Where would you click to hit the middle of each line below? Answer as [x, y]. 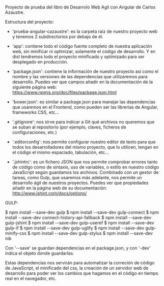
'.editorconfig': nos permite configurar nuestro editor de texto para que [84, 142]
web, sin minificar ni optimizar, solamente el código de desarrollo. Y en [84, 51]
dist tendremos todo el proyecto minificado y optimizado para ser [78, 57]
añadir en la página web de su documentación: [59, 188]
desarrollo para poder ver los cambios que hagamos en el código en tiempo [82, 273]
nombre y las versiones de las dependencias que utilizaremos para [80, 77]
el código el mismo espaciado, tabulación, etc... [60, 152]
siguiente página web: [35, 87]
